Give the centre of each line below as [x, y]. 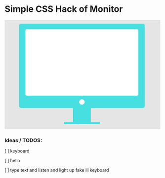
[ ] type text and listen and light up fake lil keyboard [57, 170]
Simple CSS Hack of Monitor [64, 9]
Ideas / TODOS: [23, 140]
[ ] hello [12, 161]
